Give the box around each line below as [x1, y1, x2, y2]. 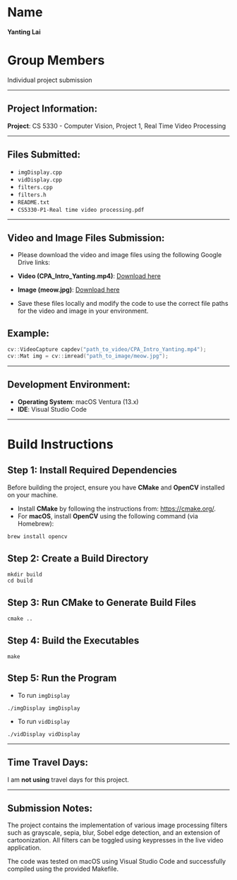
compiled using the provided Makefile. [7, 864, 119, 873]
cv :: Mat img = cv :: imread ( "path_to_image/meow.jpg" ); [7, 352, 169, 359]
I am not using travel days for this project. [7, 775, 129, 784]
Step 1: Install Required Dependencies [7, 464, 178, 477]
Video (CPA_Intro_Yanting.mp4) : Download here [17, 272, 161, 280]
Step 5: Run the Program [7, 672, 117, 684]
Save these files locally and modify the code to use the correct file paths [17, 299, 229, 308]
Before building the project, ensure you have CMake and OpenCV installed [7, 483, 225, 492]
